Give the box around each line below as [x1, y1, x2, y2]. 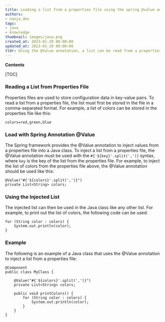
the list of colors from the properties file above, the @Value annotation [5, 163, 147, 169]
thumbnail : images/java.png [5, 35, 63, 40]
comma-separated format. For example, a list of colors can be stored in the [5, 105, 157, 111]
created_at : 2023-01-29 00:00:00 [5, 39, 74, 44]
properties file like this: [5, 110, 52, 116]
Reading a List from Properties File [5, 83, 89, 90]
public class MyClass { [5, 269, 54, 274]
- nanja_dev [5, 16, 29, 21]
